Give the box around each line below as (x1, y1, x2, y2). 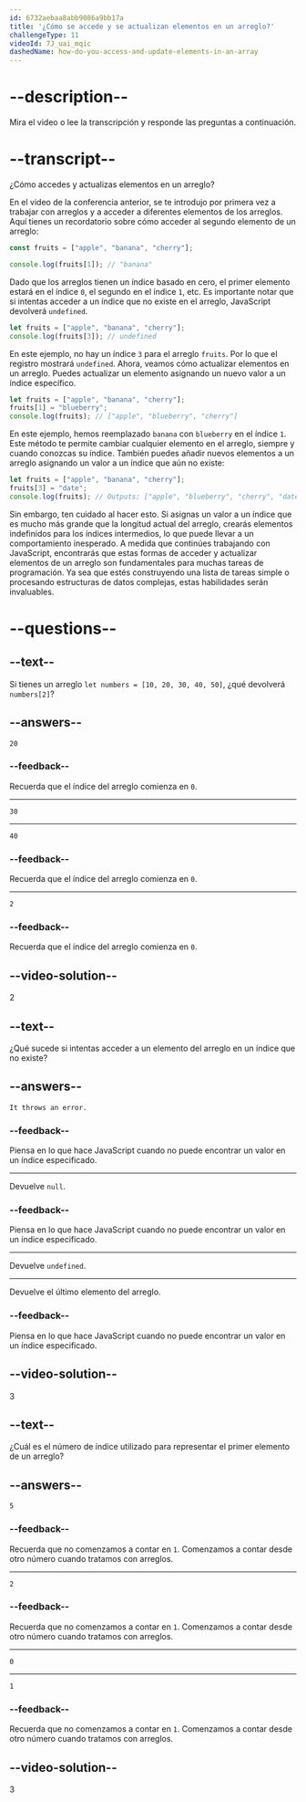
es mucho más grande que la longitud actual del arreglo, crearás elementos (9, 518, 293, 529)
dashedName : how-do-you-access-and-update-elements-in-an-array (9, 47, 259, 57)
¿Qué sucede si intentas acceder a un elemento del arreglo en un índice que (9, 1042, 296, 1054)
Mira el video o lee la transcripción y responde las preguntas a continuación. (9, 117, 297, 128)
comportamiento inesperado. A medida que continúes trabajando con (9, 538, 270, 549)
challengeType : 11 (9, 30, 79, 39)
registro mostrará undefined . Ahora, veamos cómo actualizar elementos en (9, 358, 290, 369)
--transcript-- (9, 149, 117, 170)
